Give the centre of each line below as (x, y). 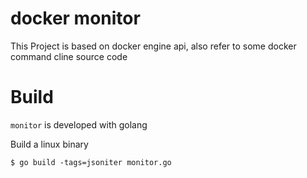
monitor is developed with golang (79, 124)
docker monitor (75, 18)
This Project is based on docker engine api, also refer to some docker (153, 46)
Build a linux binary (49, 144)
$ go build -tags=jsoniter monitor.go (91, 162)
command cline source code (69, 56)
